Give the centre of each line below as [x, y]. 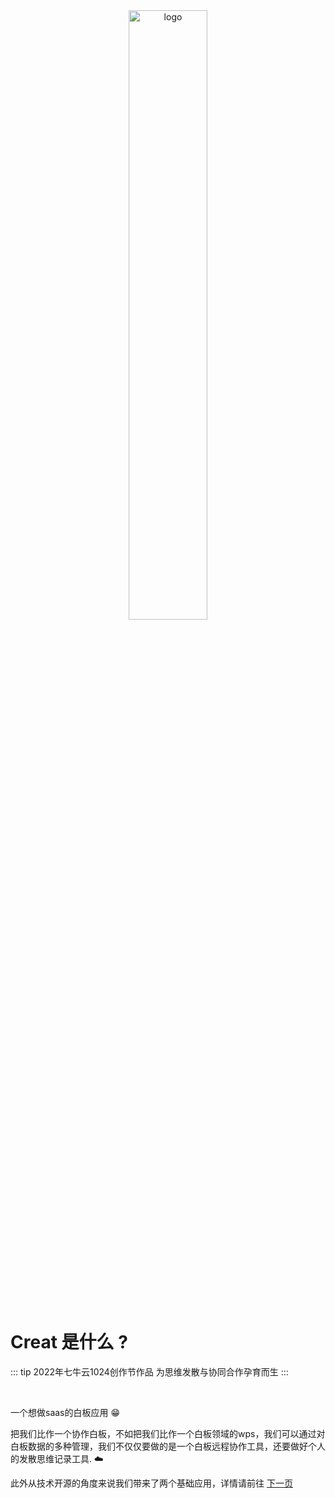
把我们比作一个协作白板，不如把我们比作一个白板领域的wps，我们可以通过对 [168, 1433]
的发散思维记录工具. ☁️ [57, 1458]
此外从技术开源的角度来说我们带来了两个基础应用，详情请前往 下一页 [151, 1483]
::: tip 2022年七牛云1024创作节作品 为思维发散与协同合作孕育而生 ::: [149, 1371]
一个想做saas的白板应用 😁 [65, 1412]
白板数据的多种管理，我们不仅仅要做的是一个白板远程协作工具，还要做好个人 [168, 1446]
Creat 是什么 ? [69, 1342]
